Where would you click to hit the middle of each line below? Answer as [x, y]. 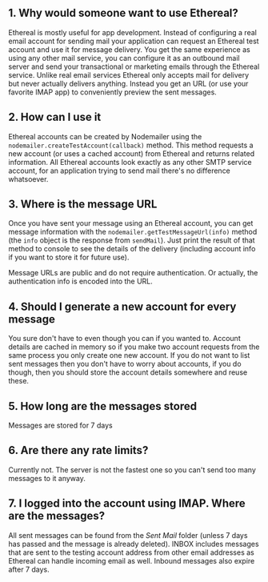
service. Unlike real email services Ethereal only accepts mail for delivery [129, 74]
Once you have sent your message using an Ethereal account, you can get [131, 223]
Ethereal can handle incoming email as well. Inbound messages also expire [132, 560]
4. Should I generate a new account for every [122, 306]
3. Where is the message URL [83, 205]
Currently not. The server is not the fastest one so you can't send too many [132, 470]
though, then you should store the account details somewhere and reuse [128, 372]
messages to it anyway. [47, 478]
